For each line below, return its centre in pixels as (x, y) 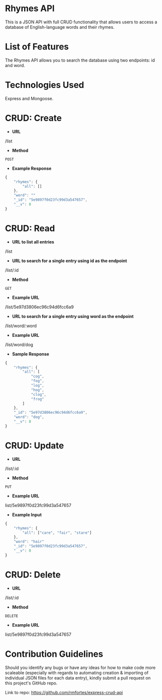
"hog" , (37, 390)
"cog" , (37, 376)
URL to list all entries (33, 242)
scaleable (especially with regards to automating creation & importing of (77, 673)
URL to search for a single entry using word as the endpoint (73, 316)
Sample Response (30, 354)
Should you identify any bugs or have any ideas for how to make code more (80, 667)
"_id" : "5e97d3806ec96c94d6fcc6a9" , (51, 413)
